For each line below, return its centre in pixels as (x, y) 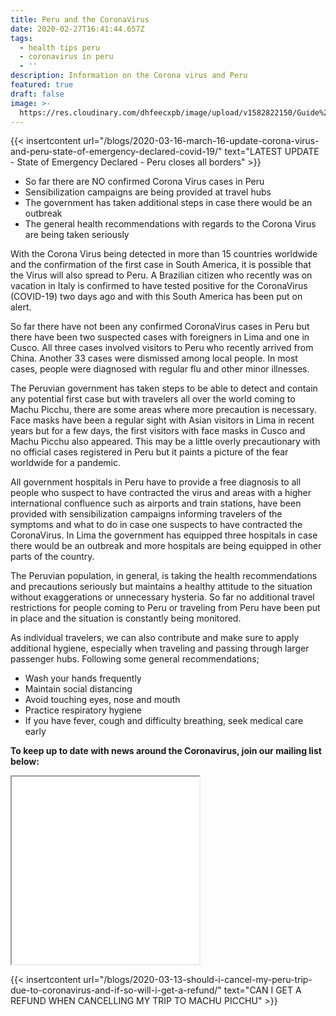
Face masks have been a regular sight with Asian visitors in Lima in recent (162, 420)
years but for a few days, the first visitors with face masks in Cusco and (158, 431)
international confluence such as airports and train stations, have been (156, 503)
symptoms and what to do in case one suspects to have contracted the (156, 525)
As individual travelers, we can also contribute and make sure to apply (155, 638)
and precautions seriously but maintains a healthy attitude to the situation (161, 587)
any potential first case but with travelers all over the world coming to (153, 399)
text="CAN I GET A (262, 990)
